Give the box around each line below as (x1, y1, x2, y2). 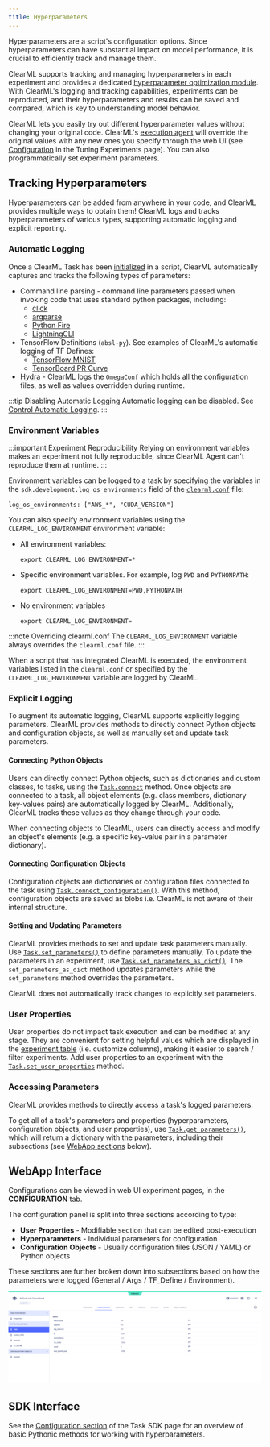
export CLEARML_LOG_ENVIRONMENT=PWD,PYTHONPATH (19, 587, 182, 595)
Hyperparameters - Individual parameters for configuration (19, 1234, 218, 1244)
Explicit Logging (8, 692, 73, 704)
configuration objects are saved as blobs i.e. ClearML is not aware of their (8, 893, 253, 903)
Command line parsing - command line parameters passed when (19, 286, 235, 296)
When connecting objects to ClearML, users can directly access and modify (8, 823, 260, 833)
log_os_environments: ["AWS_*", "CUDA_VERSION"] (8, 501, 174, 509)
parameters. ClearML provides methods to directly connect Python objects (8, 720, 256, 730)
